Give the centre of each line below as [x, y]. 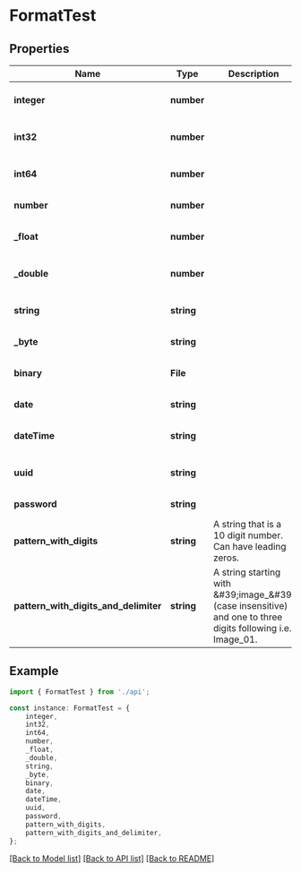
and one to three [248, 617]
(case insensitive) [251, 606]
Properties [39, 49]
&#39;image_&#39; [254, 594]
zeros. [227, 558]
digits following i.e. [253, 628]
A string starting [247, 572]
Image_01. [236, 639]
